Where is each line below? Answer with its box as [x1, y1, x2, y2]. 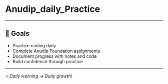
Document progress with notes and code [12, 53, 97, 59]
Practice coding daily [12, 42, 56, 48]
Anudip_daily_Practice [5, 3, 100, 15]
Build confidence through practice [12, 58, 83, 64]
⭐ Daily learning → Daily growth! [5, 73, 72, 79]
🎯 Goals [5, 29, 30, 38]
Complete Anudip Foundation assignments [12, 48, 100, 54]
